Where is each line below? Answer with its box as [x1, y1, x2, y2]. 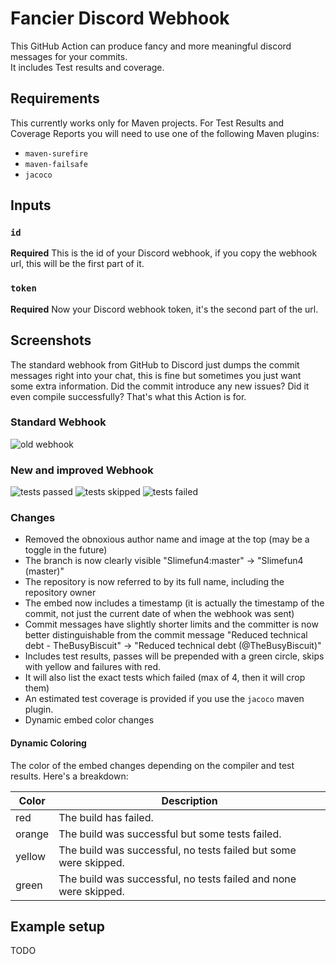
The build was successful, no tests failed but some [58, 843, 297, 857]
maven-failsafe [24, 159, 89, 169]
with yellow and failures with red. [24, 661, 162, 673]
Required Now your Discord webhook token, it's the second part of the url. [10, 303, 319, 315]
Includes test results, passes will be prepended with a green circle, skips [24, 650, 325, 662]
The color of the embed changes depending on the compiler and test [10, 759, 295, 771]
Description [161, 793, 218, 807]
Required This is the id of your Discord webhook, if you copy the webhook [10, 247, 318, 259]
